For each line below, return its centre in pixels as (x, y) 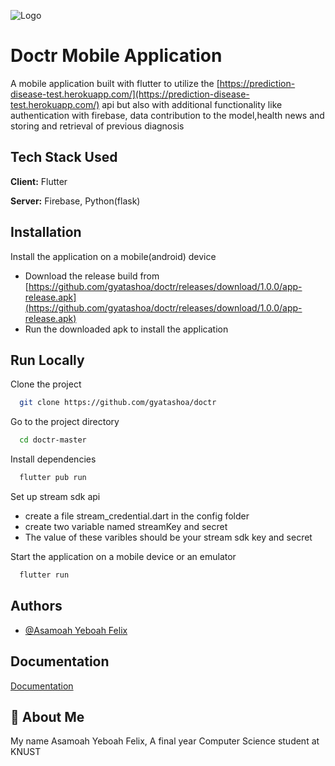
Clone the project (46, 384)
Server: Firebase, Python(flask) (75, 201)
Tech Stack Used (64, 157)
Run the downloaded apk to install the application (126, 329)
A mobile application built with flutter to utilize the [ (115, 83)
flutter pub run (53, 478)
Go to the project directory (65, 422)
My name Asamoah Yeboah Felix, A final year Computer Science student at (165, 741)
